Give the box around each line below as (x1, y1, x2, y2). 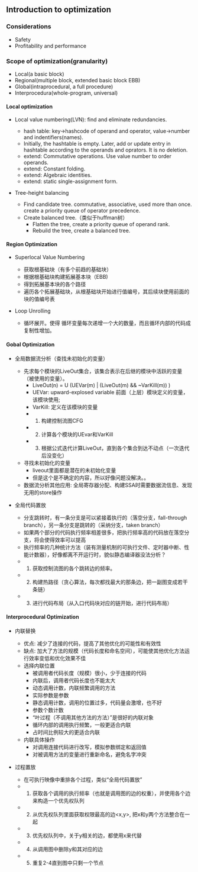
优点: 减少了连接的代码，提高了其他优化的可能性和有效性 (23, 639, 161, 647)
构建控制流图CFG (41, 417, 84, 424)
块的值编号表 (23, 295, 55, 303)
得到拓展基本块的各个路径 (23, 281, 86, 288)
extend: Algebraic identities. (23, 172, 92, 179)
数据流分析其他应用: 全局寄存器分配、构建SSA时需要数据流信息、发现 (23, 481, 193, 488)
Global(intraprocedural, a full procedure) (14, 83, 113, 90)
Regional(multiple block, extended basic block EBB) (14, 76, 141, 83)
